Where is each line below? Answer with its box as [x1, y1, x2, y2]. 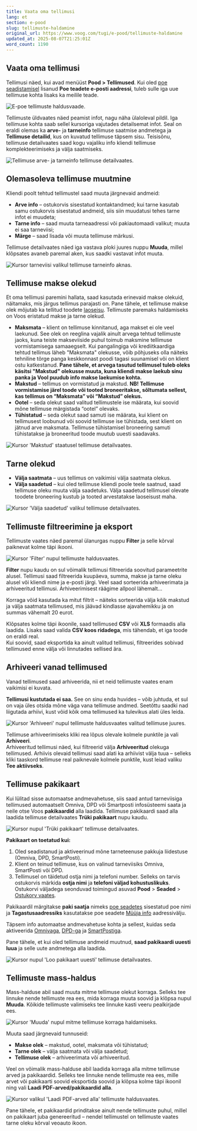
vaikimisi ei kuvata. [6, 684, 52, 691]
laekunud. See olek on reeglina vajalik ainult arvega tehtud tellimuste [14, 330, 181, 337]
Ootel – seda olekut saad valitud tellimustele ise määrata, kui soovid [14, 399, 179, 406]
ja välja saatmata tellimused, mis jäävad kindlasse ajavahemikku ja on [6, 603, 174, 610]
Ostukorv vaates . [14, 892, 56, 899]
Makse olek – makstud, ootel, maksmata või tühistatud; [14, 1042, 149, 1049]
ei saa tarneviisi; [14, 226, 55, 233]
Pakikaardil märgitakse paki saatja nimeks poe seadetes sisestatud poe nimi [6, 903, 191, 910]
